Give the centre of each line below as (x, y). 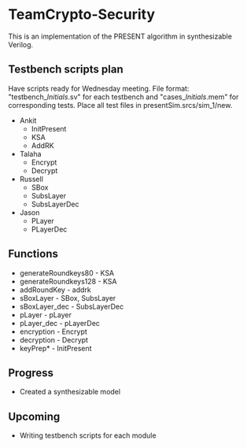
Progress (31, 373)
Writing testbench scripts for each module (88, 435)
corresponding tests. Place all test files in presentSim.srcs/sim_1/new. (120, 105)
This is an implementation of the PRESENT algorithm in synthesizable (120, 36)
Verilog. (21, 44)
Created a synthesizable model (70, 392)
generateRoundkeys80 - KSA (67, 272)
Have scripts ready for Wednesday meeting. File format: (99, 88)
